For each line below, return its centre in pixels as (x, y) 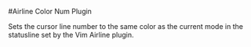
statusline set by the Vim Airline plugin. (71, 35)
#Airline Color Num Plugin (50, 11)
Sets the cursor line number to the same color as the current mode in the (125, 26)
